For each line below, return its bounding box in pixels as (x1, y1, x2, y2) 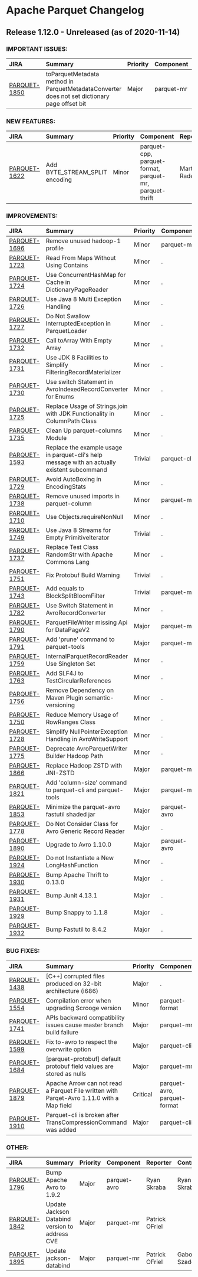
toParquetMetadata (45, 70, 100, 78)
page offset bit (45, 99, 87, 107)
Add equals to (45, 584, 84, 593)
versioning (45, 701, 75, 709)
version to (45, 1223, 74, 1231)
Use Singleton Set (45, 659, 95, 668)
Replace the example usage (45, 443, 123, 452)
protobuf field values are (45, 1062, 114, 1070)
